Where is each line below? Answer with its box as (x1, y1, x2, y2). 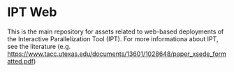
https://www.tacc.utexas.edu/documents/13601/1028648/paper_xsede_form (7, 50, 227, 58)
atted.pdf (7, 57, 34, 65)
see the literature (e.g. (7, 42, 71, 50)
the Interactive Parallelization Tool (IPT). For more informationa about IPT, (7, 34, 219, 43)
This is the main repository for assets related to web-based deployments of (7, 27, 224, 36)
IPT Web (7, 4, 57, 20)
